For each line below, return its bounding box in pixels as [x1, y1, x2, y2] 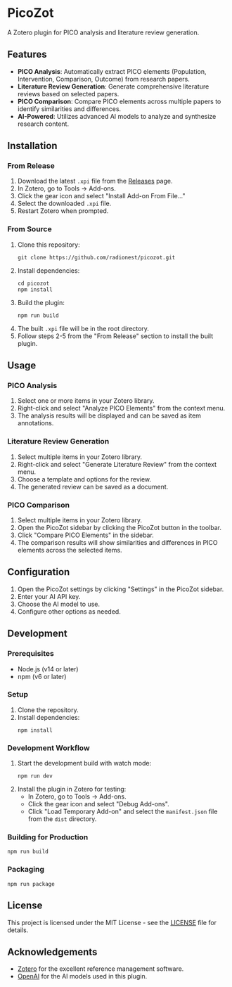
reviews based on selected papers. [17, 89, 120, 98]
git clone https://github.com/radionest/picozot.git [17, 254, 176, 261]
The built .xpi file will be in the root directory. [17, 324, 150, 333]
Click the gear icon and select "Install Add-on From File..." [17, 192, 186, 200]
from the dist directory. [27, 815, 97, 823]
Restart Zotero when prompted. [17, 207, 109, 215]
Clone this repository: [17, 240, 80, 249]
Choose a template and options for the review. [17, 475, 152, 483]
